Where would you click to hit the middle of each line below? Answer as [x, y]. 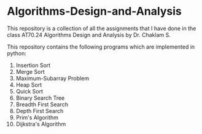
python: [17, 53]
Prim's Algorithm [37, 117]
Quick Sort [29, 91]
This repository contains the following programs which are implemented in [101, 47]
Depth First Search [40, 111]
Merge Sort [30, 71]
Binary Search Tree [40, 98]
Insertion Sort [33, 65]
